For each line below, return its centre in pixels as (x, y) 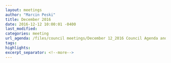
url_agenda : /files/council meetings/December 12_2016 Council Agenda (82, 39)
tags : (11, 43)
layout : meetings (24, 10)
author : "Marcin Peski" (31, 15)
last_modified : (21, 29)
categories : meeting (27, 34)
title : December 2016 (28, 19)
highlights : (18, 48)
